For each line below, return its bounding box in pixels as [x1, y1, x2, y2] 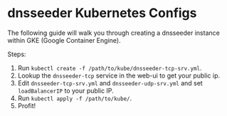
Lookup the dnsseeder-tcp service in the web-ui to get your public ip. [17, 71, 221, 80]
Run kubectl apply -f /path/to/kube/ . [17, 94, 132, 102]
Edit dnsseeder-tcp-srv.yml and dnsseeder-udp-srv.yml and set [17, 78, 203, 87]
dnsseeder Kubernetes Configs [7, 5, 197, 21]
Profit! [17, 101, 36, 110]
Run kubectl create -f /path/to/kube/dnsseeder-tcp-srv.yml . [17, 63, 202, 72]
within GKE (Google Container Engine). [7, 36, 121, 44]
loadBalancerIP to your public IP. [17, 86, 114, 95]
